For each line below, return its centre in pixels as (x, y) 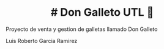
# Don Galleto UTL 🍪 (102, 12)
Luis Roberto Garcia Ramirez (42, 41)
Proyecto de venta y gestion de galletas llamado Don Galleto (82, 29)
